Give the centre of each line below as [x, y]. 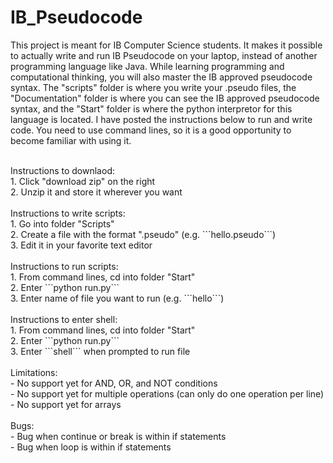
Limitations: [34, 372]
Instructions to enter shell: [64, 319]
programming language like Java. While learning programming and [147, 66]
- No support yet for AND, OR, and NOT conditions [114, 383]
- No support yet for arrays [66, 404]
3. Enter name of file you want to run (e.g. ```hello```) [117, 298]
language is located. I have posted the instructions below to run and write [161, 119]
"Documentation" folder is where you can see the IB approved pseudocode [165, 98]
